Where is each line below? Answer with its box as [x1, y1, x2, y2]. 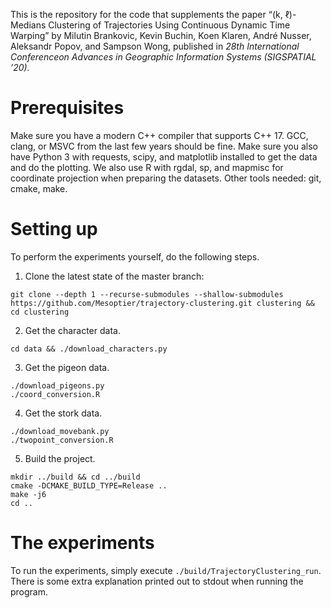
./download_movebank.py [10, 426, 110, 436]
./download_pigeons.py [10, 380, 105, 391]
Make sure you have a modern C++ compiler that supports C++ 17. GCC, [10, 129, 309, 141]
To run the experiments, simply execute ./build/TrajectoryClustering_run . [10, 564, 322, 576]
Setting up [10, 218, 98, 241]
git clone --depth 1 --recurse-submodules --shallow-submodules [10, 289, 284, 299]
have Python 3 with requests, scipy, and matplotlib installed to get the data [10, 150, 318, 163]
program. [10, 585, 49, 598]
